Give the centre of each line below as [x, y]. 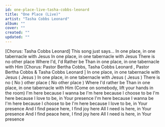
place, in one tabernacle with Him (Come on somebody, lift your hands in [79, 88]
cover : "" [15, 28]
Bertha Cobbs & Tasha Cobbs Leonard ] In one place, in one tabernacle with [82, 72]
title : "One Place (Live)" [33, 14]
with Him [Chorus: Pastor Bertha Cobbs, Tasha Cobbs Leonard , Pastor [77, 66]
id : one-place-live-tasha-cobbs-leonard [47, 10]
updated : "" [17, 37]
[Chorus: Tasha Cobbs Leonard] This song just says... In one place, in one [80, 51]
